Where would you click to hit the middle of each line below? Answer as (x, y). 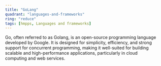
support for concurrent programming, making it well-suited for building (77, 48)
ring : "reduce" (21, 19)
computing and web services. (35, 58)
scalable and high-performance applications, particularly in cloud (71, 53)
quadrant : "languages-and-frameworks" (45, 14)
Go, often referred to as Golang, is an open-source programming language (81, 37)
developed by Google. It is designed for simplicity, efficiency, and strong (79, 43)
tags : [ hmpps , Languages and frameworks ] (48, 23)
